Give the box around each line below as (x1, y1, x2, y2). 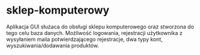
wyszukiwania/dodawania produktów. (6, 42, 99, 49)
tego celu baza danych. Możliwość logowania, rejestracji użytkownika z (6, 29, 183, 36)
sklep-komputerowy (6, 4, 110, 17)
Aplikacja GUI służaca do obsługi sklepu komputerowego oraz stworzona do (6, 23, 195, 30)
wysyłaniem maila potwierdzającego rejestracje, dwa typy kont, (6, 35, 163, 43)
